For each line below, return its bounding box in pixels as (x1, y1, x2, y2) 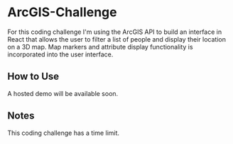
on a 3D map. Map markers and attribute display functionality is (7, 42, 193, 51)
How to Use (7, 71, 60, 83)
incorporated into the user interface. (7, 50, 114, 59)
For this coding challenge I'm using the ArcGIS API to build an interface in (7, 28, 222, 36)
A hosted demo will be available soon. (7, 89, 119, 97)
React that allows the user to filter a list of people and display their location (7, 35, 226, 43)
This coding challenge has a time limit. (7, 128, 119, 137)
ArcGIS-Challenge (7, 4, 117, 20)
